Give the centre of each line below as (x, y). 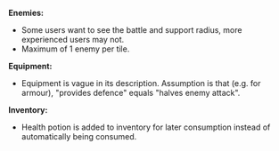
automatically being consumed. (79, 136)
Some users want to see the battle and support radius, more (131, 30)
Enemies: (26, 13)
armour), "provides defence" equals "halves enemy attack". (131, 93)
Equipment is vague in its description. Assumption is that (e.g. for (141, 83)
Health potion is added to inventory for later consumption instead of (146, 127)
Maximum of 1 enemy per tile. (75, 49)
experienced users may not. (73, 40)
